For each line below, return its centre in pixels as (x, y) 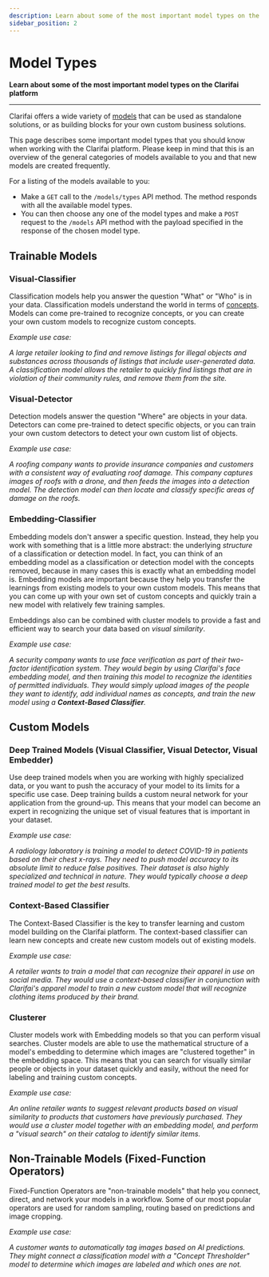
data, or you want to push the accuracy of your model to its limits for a (125, 786)
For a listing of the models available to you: (79, 182)
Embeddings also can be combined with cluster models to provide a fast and (135, 620)
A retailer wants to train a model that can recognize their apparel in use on (132, 971)
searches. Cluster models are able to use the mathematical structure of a (129, 1043)
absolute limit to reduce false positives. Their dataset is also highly (119, 868)
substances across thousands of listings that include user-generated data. (133, 362)
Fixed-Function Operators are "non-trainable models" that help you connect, (135, 1191)
